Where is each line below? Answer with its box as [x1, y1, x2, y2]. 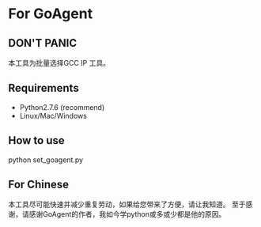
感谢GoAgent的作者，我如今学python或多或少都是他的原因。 [28, 210, 226, 219]
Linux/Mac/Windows [19, 111, 87, 120]
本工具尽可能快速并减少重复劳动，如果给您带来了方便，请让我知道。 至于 [8, 199, 246, 210]
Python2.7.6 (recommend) [19, 102, 105, 112]
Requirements [8, 81, 79, 95]
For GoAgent [8, 5, 93, 23]
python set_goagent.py [8, 155, 84, 165]
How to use [8, 134, 65, 147]
